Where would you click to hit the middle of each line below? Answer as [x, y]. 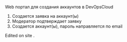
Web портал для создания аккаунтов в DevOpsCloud [59, 7]
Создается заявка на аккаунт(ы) [45, 16]
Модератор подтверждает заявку [47, 21]
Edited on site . [20, 36]
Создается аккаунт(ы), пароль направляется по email [67, 26]
